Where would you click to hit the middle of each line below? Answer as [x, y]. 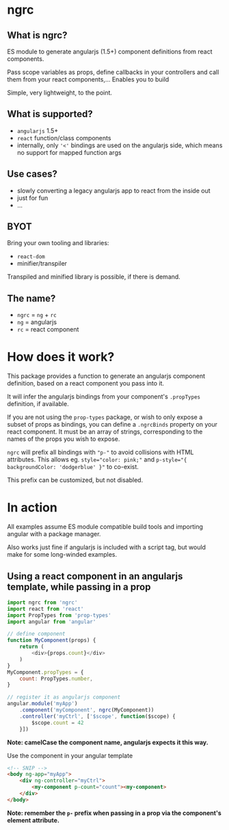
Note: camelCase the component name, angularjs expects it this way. [108, 742]
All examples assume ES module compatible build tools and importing [105, 527]
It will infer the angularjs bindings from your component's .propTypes [104, 397]
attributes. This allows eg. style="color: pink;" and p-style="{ [97, 460]
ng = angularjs [37, 322]
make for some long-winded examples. [62, 555]
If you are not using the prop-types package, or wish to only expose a [105, 417]
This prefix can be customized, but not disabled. [75, 480]
